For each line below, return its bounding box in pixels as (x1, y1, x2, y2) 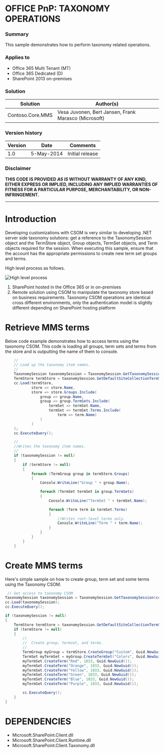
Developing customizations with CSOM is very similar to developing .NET (5, 229, 152, 235)
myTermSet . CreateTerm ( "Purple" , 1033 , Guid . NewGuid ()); (22, 682, 139, 687)
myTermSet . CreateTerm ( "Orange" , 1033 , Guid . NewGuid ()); (22, 663, 139, 668)
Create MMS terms (5, 560, 83, 571)
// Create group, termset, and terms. (22, 641, 104, 645)
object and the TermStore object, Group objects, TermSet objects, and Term (5, 240, 158, 246)
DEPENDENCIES (5, 716, 72, 727)
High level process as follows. (5, 265, 65, 271)
